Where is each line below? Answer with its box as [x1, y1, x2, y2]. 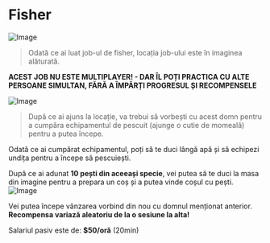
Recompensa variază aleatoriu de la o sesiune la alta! [8, 209, 190, 219]
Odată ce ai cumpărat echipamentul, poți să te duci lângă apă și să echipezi [8, 144, 260, 154]
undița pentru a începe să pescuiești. [8, 153, 131, 163]
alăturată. [27, 56, 60, 66]
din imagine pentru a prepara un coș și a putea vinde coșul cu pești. [8, 177, 234, 187]
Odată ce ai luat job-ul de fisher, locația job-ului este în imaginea [27, 47, 243, 57]
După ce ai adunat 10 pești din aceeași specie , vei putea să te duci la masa [8, 168, 260, 178]
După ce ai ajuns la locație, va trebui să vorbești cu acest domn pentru [27, 111, 263, 121]
